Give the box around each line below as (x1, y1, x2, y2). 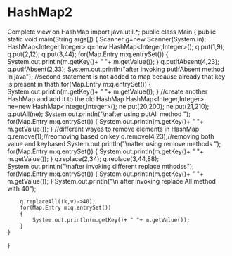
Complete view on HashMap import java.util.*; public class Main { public (7, 27, 217, 36)
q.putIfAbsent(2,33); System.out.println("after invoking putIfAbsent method (7, 65, 225, 73)
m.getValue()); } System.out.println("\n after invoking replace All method (7, 177, 217, 185)
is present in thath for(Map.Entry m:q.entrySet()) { (7, 79, 152, 88)
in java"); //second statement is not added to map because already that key (7, 72, 226, 81)
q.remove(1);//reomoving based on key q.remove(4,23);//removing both (7, 132, 214, 141)
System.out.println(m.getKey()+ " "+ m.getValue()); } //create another (7, 87, 208, 96)
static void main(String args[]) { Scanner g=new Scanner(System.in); (7, 34, 207, 43)
